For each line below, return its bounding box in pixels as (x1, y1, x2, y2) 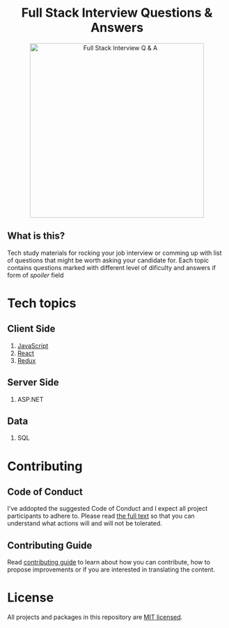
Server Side (7, 377, 59, 389)
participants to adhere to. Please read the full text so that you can (7, 511, 195, 521)
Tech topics (7, 295, 77, 311)
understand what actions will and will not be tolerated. (7, 519, 162, 528)
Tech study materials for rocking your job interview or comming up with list (7, 248, 222, 257)
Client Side (7, 323, 56, 335)
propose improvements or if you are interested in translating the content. (7, 565, 216, 574)
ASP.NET (17, 395, 44, 403)
